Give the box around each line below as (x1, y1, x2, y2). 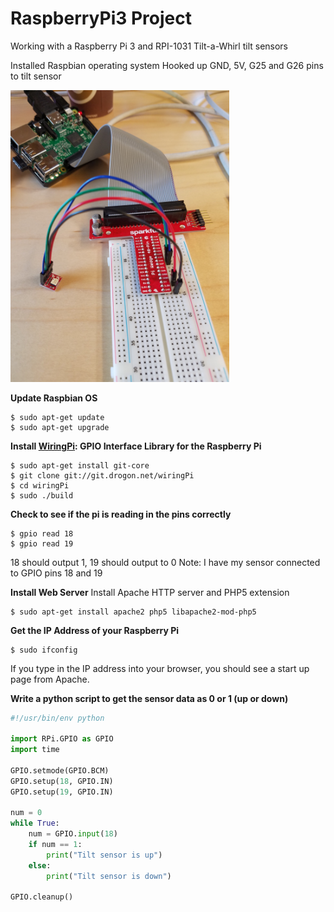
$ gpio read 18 (10, 528, 74, 539)
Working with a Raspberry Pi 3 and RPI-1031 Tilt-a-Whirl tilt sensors (10, 40, 289, 52)
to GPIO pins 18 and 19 (10, 567, 103, 579)
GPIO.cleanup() (10, 892, 74, 902)
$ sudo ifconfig (10, 645, 78, 655)
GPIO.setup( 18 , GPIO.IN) (10, 776, 114, 786)
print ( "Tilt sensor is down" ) (46, 871, 172, 881)
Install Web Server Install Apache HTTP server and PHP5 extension (10, 586, 290, 598)
